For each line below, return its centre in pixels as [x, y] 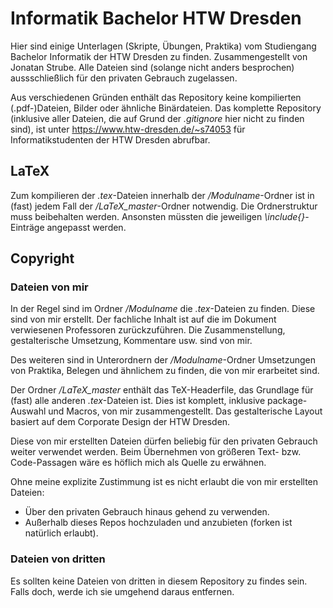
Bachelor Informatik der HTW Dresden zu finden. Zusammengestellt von [159, 56]
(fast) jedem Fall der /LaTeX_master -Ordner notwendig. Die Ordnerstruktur [164, 206]
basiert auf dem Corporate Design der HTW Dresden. [120, 422]
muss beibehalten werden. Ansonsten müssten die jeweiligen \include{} [158, 216]
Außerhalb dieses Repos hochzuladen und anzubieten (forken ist [158, 523]
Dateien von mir [49, 287]
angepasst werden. [86, 227]
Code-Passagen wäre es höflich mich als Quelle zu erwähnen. [138, 463]
